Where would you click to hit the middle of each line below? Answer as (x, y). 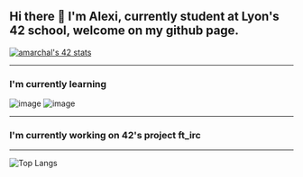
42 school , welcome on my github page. (124, 31)
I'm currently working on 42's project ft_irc (105, 136)
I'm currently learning (58, 84)
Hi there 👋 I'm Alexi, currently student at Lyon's (144, 17)
